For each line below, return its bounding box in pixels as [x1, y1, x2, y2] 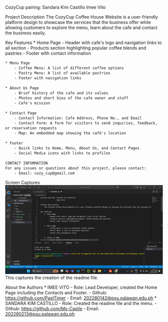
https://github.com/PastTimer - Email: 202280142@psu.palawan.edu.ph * [5, 295, 157, 301]
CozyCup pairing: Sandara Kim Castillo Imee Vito [5, 5, 106, 10]
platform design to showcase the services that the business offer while [5, 20, 151, 25]
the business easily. [5, 30, 46, 36]
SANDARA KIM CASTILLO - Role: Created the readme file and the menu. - [5, 300, 157, 306]
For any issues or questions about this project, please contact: [5, 166, 146, 171]
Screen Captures [5, 180, 40, 185]
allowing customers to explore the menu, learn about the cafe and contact [5, 25, 157, 31]
